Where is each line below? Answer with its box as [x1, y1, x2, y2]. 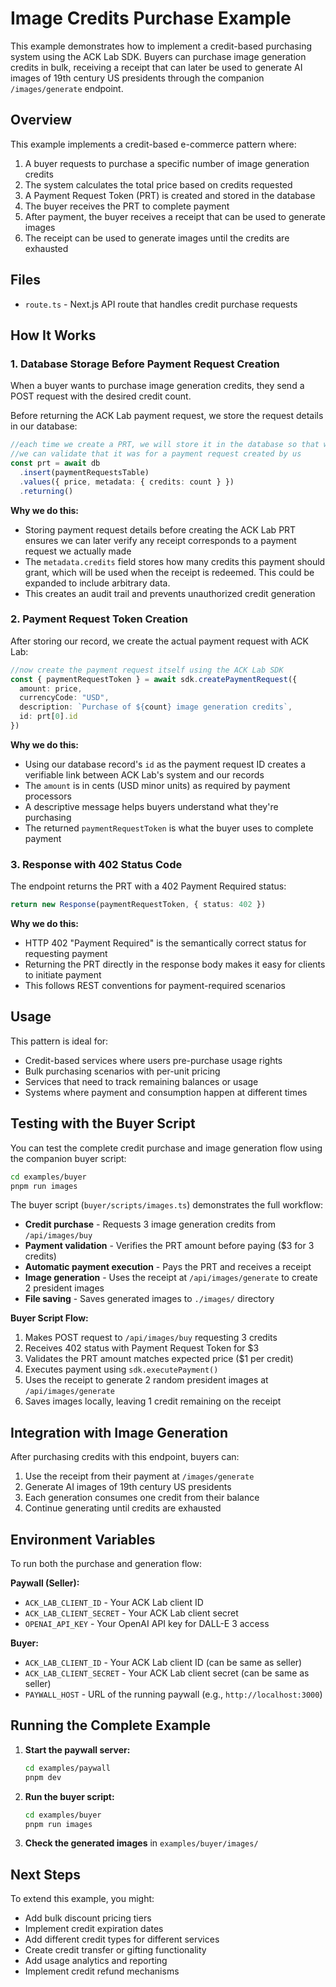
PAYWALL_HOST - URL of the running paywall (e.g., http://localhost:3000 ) [24, 1688, 323, 1701]
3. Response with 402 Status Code [10, 857, 183, 871]
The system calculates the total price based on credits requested [24, 178, 293, 191]
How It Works [10, 327, 97, 344]
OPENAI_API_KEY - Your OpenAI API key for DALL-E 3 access [24, 1618, 270, 1630]
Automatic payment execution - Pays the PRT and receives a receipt [24, 1261, 312, 1273]
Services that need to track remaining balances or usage [24, 1075, 259, 1087]
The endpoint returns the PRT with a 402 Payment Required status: [10, 880, 287, 892]
